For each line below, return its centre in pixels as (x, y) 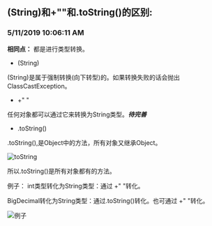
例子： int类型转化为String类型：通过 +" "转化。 (76, 186)
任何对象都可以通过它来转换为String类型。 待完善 (77, 114)
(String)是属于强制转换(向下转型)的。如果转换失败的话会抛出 (93, 77)
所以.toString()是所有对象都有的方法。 (62, 171)
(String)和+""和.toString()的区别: (80, 13)
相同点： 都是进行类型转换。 (48, 49)
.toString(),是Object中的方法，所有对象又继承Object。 (84, 142)
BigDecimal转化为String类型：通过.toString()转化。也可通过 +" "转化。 (108, 200)
